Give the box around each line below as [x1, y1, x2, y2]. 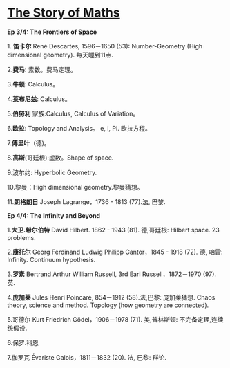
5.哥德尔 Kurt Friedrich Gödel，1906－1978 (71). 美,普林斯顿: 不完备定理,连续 [7, 315, 224, 323]
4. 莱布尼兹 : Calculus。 [7, 95, 71, 103]
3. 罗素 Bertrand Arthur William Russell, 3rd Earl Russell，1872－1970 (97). [7, 270, 216, 278]
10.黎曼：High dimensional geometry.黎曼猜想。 [7, 183, 144, 191]
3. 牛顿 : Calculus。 [7, 80, 59, 88]
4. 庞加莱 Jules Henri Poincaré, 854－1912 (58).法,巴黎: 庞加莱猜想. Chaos [7, 293, 215, 302]
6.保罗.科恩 [7, 338, 39, 347]
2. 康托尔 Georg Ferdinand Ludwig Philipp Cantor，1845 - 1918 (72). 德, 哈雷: [7, 248, 223, 256]
